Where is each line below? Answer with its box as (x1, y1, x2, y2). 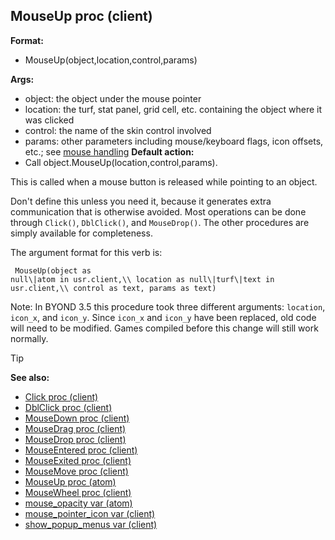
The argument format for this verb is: (10, 246, 163, 258)
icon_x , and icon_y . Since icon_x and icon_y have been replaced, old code (10, 311, 317, 323)
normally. (10, 332, 49, 344)
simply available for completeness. (10, 227, 153, 239)
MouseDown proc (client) (24, 412, 130, 424)
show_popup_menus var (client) (24, 518, 158, 530)
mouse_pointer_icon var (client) (24, 507, 156, 519)
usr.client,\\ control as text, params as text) (10, 283, 217, 293)
